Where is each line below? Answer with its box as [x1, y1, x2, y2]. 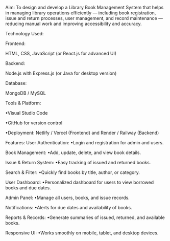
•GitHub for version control [5, 120, 63, 126]
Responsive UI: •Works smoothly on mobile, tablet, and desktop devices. [5, 230, 159, 236]
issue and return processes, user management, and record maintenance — [5, 15, 163, 21]
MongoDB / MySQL [5, 90, 46, 96]
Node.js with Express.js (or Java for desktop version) [5, 70, 117, 76]
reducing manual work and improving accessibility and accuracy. [5, 20, 142, 27]
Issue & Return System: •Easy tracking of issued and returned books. [5, 160, 151, 165]
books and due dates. [5, 185, 51, 191]
